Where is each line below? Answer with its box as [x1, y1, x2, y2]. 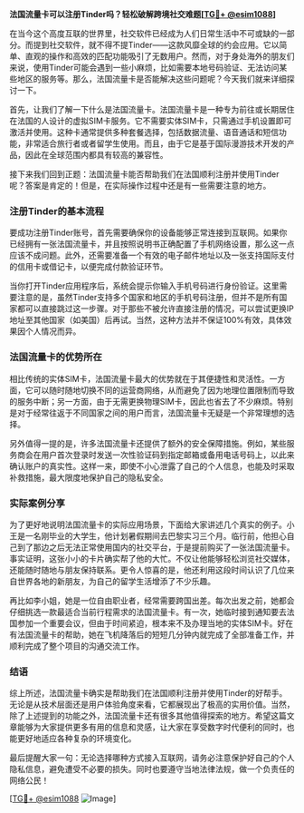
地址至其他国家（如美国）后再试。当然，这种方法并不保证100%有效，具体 [9, 315, 285, 326]
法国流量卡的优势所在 [9, 351, 102, 364]
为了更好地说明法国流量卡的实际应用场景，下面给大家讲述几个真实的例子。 [9, 519, 287, 530]
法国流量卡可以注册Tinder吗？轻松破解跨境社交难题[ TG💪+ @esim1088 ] [9, 9, 276, 19]
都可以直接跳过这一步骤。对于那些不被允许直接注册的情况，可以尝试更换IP [16, 303, 294, 314]
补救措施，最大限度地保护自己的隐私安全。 [9, 472, 168, 483]
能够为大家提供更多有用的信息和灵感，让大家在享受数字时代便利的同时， [16, 721, 287, 733]
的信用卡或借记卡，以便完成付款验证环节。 [9, 261, 168, 272]
